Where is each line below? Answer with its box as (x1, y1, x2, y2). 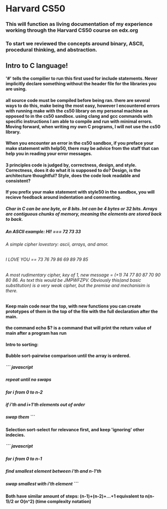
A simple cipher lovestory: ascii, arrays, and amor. (5, 241, 109, 247)
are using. (5, 86, 27, 92)
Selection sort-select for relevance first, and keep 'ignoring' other (5, 426, 145, 432)
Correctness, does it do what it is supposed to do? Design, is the (5, 167, 141, 173)
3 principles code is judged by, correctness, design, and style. (5, 162, 137, 168)
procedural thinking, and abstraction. (5, 47, 98, 53)
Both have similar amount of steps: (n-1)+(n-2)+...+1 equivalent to (5, 493, 145, 499)
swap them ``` (5, 414, 35, 420)
